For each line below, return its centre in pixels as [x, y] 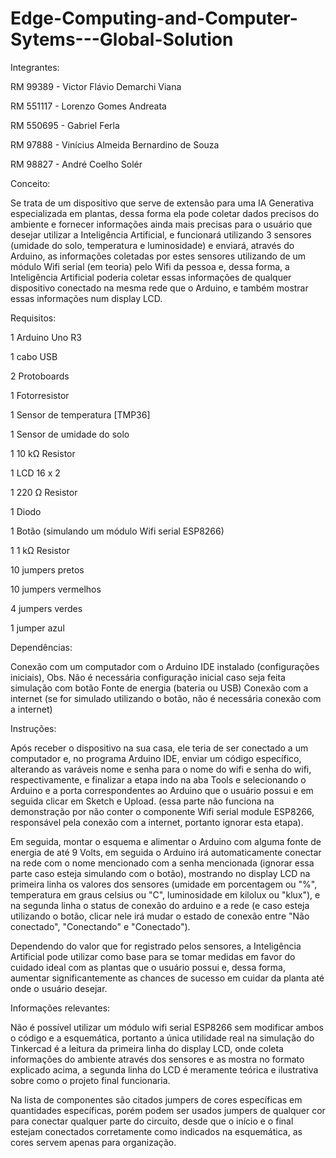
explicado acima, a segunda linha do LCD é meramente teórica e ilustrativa [164, 1069]
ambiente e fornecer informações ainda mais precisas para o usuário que [161, 224]
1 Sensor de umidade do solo [70, 434]
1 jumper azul [37, 628]
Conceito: [30, 183]
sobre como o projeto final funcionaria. [90, 1080]
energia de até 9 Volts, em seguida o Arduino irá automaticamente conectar [166, 852]
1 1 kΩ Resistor [40, 550]
